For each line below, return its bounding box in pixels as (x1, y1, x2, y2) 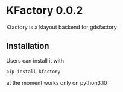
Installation (6, 41, 49, 51)
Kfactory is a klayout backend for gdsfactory (6, 23, 118, 31)
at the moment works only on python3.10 (6, 79, 107, 86)
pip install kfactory (6, 69, 61, 75)
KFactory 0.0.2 (6, 4, 83, 17)
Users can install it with (6, 57, 65, 64)
